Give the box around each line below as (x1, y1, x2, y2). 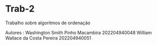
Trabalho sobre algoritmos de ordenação (5, 20, 91, 26)
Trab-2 (5, 3, 35, 15)
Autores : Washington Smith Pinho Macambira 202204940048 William (5, 29, 152, 35)
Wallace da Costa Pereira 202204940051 (5, 35, 91, 41)
